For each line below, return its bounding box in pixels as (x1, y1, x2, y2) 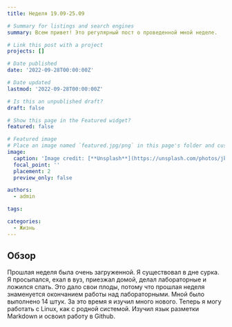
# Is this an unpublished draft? (7, 98, 104, 105)
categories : (7, 218, 41, 225)
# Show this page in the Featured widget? (7, 117, 131, 124)
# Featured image (7, 136, 57, 143)
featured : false (7, 123, 54, 130)
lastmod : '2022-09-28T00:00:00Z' (7, 86, 104, 92)
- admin (13, 193, 36, 200)
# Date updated (7, 79, 51, 86)
